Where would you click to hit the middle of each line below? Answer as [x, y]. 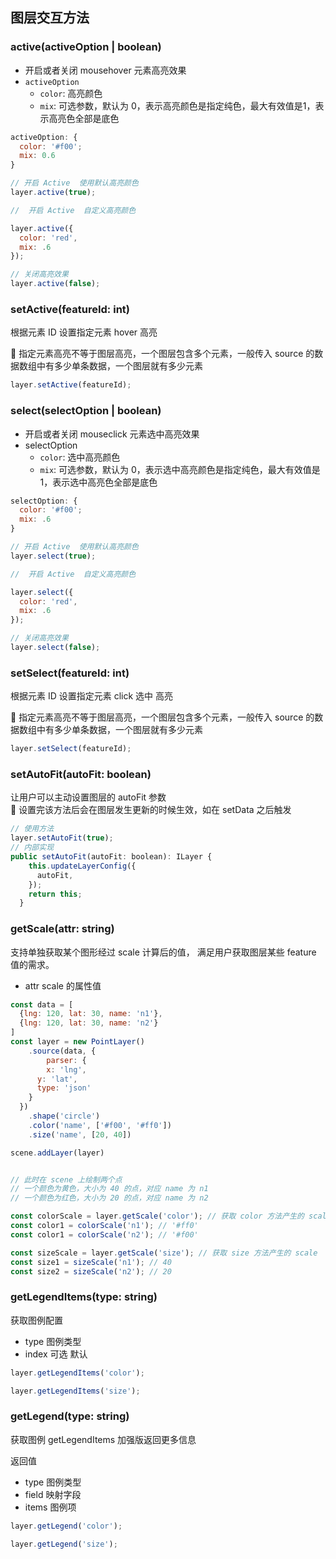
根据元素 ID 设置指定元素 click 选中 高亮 [92, 696]
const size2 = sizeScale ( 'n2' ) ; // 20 [91, 1271]
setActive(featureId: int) [70, 309]
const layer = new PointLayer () [77, 1042]
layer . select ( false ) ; [55, 648]
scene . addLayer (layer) [57, 1153]
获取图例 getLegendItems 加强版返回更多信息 [103, 1439]
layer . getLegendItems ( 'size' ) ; [75, 1391]
